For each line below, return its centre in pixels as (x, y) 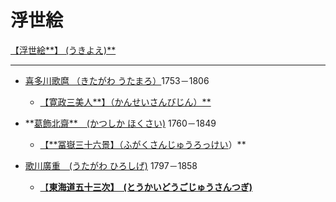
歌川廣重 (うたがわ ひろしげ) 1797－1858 (111, 165)
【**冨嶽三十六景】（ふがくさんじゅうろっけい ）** (143, 144)
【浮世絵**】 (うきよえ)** (63, 50)
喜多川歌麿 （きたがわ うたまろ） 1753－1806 (117, 80)
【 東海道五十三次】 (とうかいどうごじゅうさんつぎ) (146, 187)
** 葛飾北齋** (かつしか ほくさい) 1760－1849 (120, 123)
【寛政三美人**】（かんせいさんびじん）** (125, 102)
